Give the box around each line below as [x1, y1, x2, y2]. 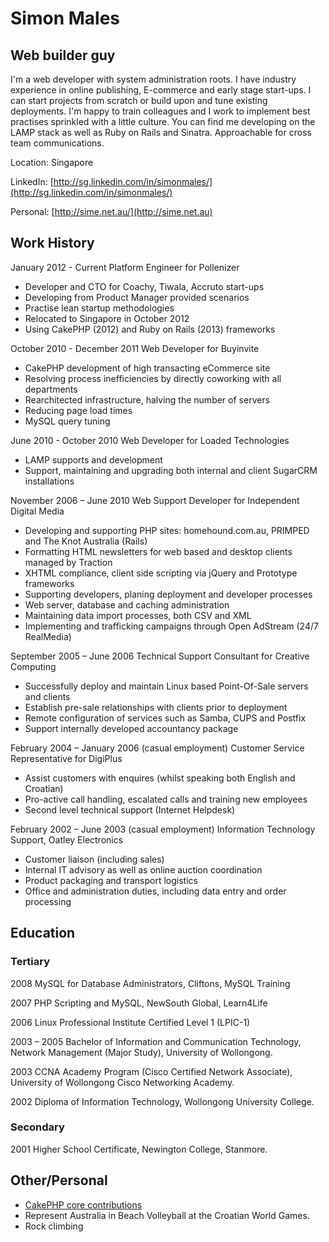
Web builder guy [10, 47, 116, 64]
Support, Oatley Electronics [10, 833, 124, 846]
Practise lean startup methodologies [24, 302, 175, 314]
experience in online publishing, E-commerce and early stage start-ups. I [10, 84, 312, 96]
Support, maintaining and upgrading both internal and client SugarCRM [24, 464, 318, 476]
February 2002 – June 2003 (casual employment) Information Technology [10, 823, 316, 835]
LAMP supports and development [24, 453, 163, 466]
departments [24, 383, 78, 395]
